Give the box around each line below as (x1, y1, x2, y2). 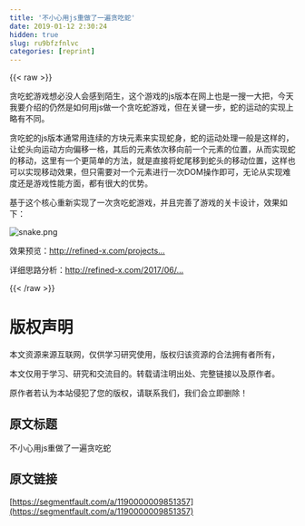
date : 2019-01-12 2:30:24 (9, 22, 107, 31)
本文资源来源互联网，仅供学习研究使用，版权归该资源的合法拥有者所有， (9, 349, 280, 360)
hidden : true (9, 30, 59, 39)
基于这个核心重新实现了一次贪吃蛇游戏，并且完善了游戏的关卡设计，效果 (9, 197, 280, 209)
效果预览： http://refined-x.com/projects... (9, 246, 165, 257)
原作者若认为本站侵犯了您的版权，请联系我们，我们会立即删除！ (9, 387, 248, 399)
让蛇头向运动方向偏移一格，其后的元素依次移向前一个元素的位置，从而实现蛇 (9, 144, 296, 155)
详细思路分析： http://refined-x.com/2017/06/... (9, 265, 184, 276)
